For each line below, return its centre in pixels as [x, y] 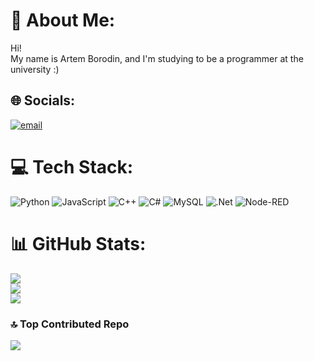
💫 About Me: [63, 20]
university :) [35, 69]
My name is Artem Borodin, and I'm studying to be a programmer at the [157, 58]
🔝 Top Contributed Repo [70, 324]
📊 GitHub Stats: [78, 243]
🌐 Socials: [43, 100]
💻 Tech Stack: [72, 166]
